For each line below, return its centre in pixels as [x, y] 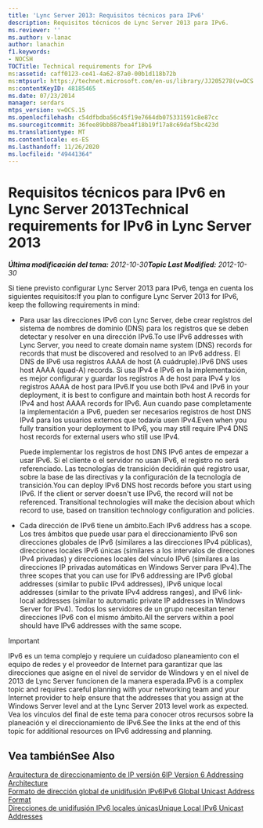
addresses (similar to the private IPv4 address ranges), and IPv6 [123, 593]
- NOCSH [21, 60]
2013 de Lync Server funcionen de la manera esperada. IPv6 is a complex [126, 681]
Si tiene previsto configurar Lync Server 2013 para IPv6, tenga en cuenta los [131, 288]
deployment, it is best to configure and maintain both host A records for [135, 395]
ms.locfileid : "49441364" [50, 154]
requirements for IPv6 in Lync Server [130, 226]
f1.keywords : [29, 52]
